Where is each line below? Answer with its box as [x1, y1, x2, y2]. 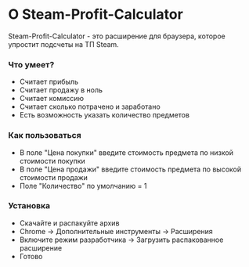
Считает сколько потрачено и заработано [19, 102, 161, 111]
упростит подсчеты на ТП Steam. [8, 39, 119, 49]
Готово [19, 251, 43, 261]
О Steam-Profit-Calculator [8, 5, 184, 23]
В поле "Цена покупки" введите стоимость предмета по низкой [19, 147, 233, 157]
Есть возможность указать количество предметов [19, 110, 190, 120]
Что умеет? [8, 59, 55, 70]
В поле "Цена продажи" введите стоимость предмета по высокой [19, 164, 242, 174]
